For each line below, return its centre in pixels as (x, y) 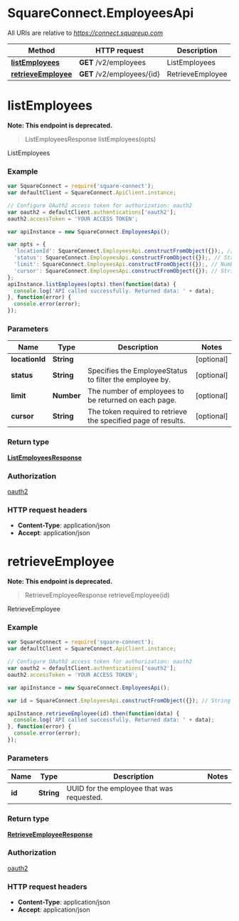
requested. (85, 797)
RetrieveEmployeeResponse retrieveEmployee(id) (97, 595)
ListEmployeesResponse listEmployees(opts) (90, 139)
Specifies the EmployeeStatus (138, 371)
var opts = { (27, 244)
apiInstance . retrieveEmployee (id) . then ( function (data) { (94, 713)
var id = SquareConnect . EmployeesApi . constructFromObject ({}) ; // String (119, 700)
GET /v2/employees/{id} (119, 74)
